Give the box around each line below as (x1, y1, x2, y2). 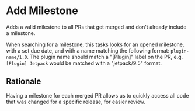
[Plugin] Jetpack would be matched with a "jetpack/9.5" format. (6, 60, 162, 67)
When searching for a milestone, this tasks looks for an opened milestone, (6, 41, 184, 48)
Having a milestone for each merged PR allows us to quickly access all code (6, 92, 189, 99)
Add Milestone (6, 4, 79, 18)
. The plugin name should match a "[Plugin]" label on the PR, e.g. (27, 53, 183, 60)
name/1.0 (6, 54, 27, 60)
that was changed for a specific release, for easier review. (6, 98, 146, 105)
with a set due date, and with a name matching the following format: (6, 47, 170, 54)
